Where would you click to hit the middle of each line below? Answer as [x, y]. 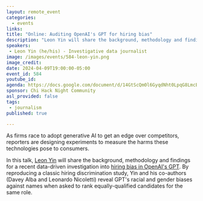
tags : [13, 102]
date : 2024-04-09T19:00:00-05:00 [48, 68]
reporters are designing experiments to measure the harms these [87, 142]
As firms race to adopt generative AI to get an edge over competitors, [93, 136]
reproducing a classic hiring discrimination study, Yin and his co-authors [96, 173]
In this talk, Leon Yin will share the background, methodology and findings [98, 160]
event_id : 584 [24, 74]
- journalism [25, 107]
